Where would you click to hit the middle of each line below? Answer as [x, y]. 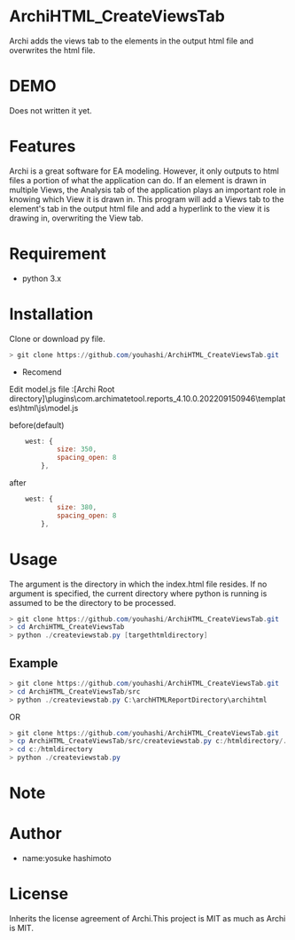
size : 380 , [77, 507]
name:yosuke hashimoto [67, 858]
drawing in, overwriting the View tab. [76, 218]
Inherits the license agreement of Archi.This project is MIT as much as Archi [147, 919]
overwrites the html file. [52, 50]
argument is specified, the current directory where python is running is [138, 593]
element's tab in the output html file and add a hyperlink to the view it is [140, 208]
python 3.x [42, 278]
